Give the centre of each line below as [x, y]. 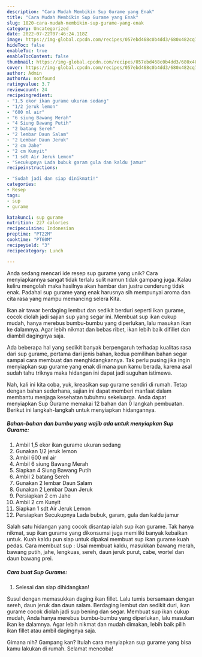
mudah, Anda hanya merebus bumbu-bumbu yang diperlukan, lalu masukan [100, 618]
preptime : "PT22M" [30, 234]
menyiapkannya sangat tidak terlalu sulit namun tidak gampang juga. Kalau [99, 279]
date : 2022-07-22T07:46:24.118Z [47, 34]
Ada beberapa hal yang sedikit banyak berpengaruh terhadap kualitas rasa [99, 347]
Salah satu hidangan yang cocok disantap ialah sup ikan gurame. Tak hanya [100, 527]
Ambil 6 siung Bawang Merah [52, 464]
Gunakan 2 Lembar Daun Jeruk [54, 490]
